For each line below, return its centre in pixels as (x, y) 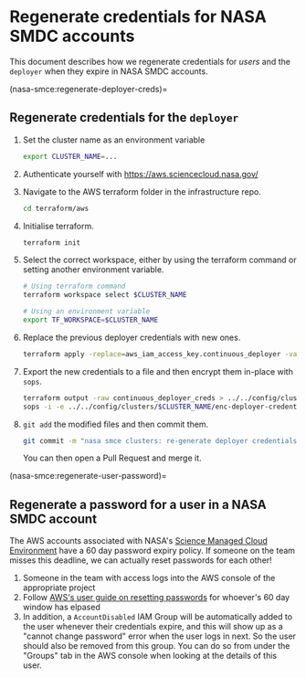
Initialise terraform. (58, 226)
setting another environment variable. (93, 270)
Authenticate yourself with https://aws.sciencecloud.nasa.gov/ (140, 174)
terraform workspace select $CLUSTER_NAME (105, 295)
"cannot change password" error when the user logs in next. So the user (159, 636)
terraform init (52, 243)
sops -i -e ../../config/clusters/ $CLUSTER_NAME (117, 407)
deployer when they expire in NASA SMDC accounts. (109, 71)
